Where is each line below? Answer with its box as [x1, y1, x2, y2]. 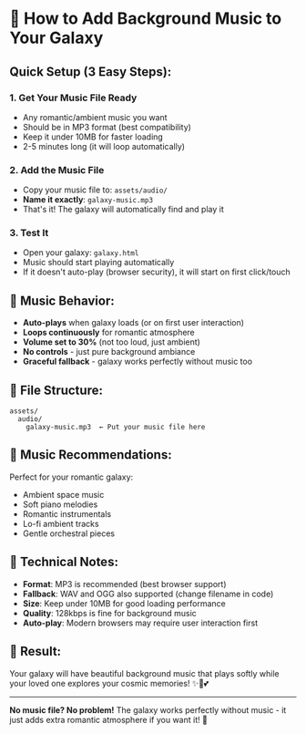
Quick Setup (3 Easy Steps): [9, 64, 172, 79]
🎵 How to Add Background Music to [9, 8, 282, 29]
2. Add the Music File [9, 163, 105, 176]
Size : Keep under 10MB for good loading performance [22, 597, 226, 609]
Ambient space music [22, 489, 105, 500]
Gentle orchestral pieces [22, 528, 116, 539]
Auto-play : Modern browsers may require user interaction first [22, 617, 258, 628]
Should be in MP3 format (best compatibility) [22, 121, 191, 132]
